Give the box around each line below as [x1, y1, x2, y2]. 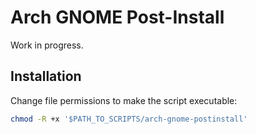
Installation [10, 68, 82, 85]
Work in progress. [10, 39, 84, 51]
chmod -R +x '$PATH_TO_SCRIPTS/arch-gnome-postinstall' [10, 114, 248, 124]
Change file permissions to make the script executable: [10, 94, 238, 106]
